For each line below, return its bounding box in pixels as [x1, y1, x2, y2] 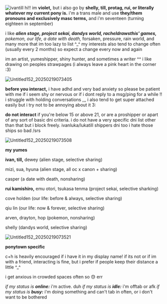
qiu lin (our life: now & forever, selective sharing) [5, 205, 105, 211]
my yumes [5, 147, 27, 152]
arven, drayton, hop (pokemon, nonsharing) [5, 215, 95, 220]
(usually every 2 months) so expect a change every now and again [5, 46, 142, 52]
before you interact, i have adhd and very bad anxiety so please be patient [5, 86, 160, 92]
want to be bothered [5, 294, 47, 300]
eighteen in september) [5, 20, 53, 26]
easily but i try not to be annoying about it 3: [5, 102, 96, 107]
